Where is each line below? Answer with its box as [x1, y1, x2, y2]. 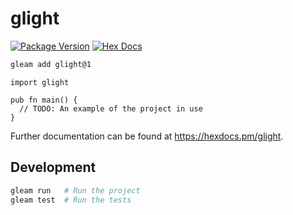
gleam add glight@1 [10, 59, 92, 69]
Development [10, 159, 97, 176]
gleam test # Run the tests [10, 195, 132, 205]
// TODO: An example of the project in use [19, 103, 203, 114]
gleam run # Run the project [10, 185, 141, 196]
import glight [10, 77, 70, 87]
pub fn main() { [10, 95, 78, 105]
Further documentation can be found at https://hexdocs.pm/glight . [10, 130, 284, 142]
